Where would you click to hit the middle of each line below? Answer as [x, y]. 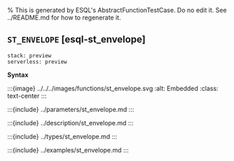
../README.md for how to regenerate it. [64, 17]
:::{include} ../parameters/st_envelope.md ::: [71, 109]
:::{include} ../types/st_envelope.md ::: [62, 136]
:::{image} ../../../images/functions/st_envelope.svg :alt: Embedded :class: [113, 88]
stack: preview [29, 55]
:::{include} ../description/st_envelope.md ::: [70, 122]
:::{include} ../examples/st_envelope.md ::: [68, 150]
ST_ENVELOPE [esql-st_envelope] [76, 40]
